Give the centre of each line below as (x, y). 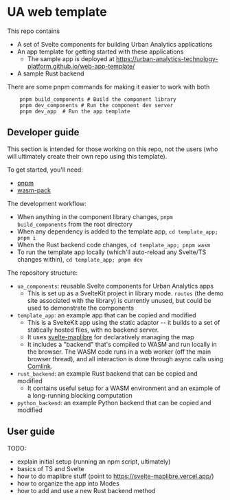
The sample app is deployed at (71, 58)
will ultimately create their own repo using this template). (87, 156)
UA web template (57, 12)
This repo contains (34, 31)
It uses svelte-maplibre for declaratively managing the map (111, 337)
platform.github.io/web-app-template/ (81, 66)
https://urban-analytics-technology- (167, 58)
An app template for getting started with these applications (100, 52)
